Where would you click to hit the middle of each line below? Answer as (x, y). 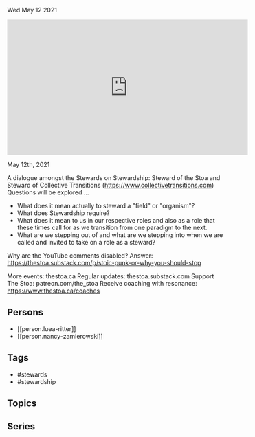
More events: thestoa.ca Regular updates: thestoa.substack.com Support (111, 276)
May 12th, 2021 (29, 165)
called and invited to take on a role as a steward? (86, 242)
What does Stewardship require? (63, 213)
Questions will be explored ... (48, 192)
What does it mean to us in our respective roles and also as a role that (116, 220)
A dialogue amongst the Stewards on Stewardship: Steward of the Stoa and (114, 178)
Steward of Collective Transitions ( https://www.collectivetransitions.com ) (111, 185)
